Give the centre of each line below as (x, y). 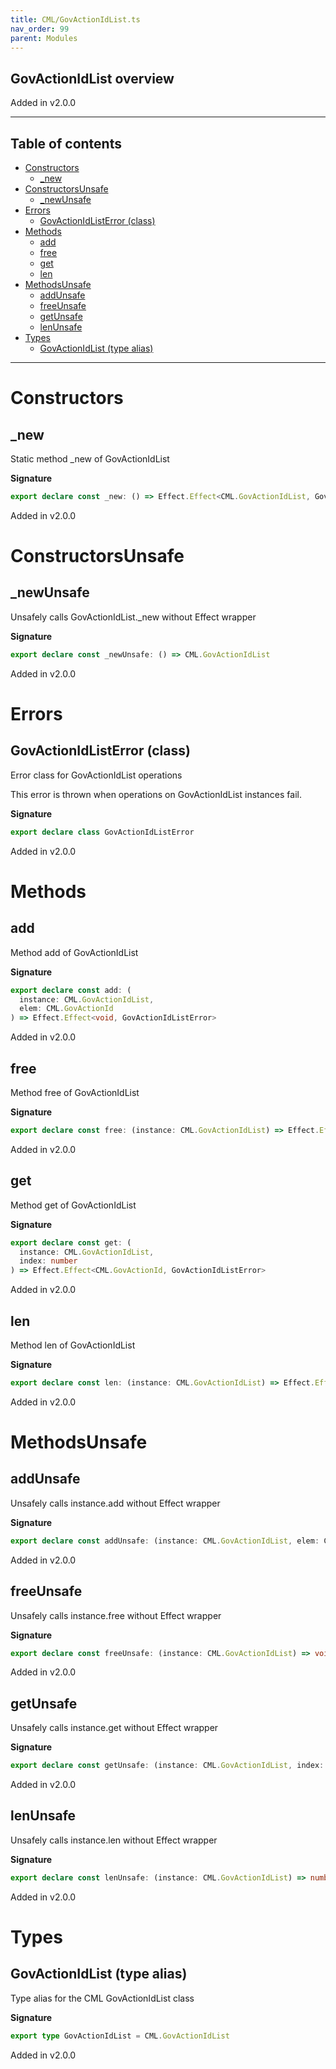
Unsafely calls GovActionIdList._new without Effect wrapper (133, 617)
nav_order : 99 (40, 29)
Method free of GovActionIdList (75, 1092)
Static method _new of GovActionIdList (90, 459)
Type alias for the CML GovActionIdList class (102, 1998)
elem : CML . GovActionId (66, 1009)
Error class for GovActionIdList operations (96, 775)
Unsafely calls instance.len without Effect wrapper (114, 1840)
